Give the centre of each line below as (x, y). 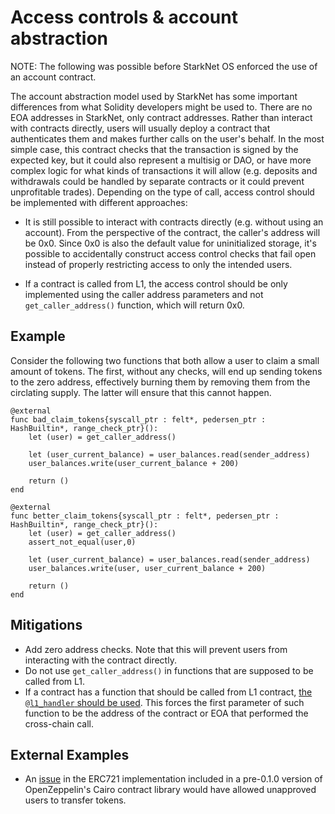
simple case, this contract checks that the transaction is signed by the (154, 149)
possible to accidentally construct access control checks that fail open (170, 253)
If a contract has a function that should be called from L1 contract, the (168, 692)
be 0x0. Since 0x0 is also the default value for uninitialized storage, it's (170, 243)
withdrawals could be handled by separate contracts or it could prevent (157, 181)
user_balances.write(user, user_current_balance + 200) (147, 568)
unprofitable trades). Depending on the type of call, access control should (162, 192)
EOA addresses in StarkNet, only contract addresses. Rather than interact (161, 117)
